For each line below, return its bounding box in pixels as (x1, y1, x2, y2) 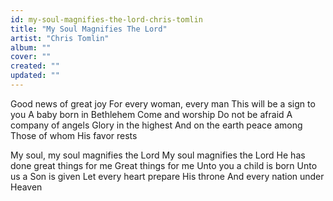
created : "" (10, 61, 60, 71)
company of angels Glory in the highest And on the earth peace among (10, 119, 303, 131)
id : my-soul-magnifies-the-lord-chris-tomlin (10, 14, 203, 25)
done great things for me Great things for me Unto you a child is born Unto (10, 159, 318, 171)
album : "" (10, 42, 52, 53)
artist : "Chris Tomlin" (10, 33, 110, 43)
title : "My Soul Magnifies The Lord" (10, 24, 168, 34)
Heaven (10, 181, 43, 193)
